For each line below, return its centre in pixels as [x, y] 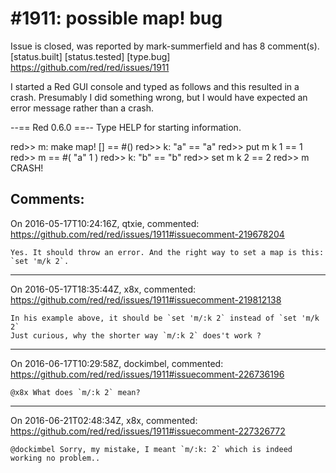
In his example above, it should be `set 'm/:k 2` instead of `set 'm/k [165, 318]
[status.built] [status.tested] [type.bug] [90, 56]
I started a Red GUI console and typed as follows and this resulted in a [155, 86]
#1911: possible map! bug [116, 18]
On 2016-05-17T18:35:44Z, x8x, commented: [103, 289]
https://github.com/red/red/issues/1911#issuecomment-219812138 [146, 299]
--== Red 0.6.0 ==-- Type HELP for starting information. [126, 127]
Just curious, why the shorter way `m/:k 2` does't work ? [136, 335]
